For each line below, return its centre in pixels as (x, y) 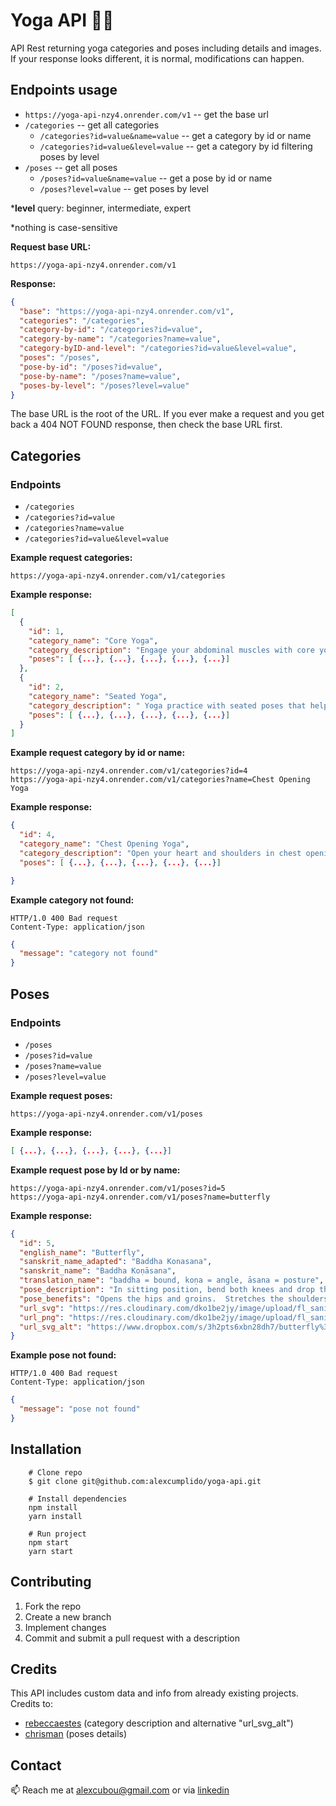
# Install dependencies (78, 1499)
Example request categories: (71, 558)
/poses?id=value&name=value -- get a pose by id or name (156, 178)
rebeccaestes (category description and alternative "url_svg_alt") (159, 1723)
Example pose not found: (63, 1355)
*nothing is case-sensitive (64, 227)
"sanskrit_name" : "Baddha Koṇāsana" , (98, 1271)
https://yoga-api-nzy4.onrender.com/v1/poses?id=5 (118, 1188)
